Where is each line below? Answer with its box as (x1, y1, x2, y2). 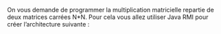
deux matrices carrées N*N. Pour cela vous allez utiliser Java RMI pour (7, 13, 209, 21)
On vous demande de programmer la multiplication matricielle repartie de (7, 6, 214, 14)
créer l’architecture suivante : (7, 20, 90, 28)
